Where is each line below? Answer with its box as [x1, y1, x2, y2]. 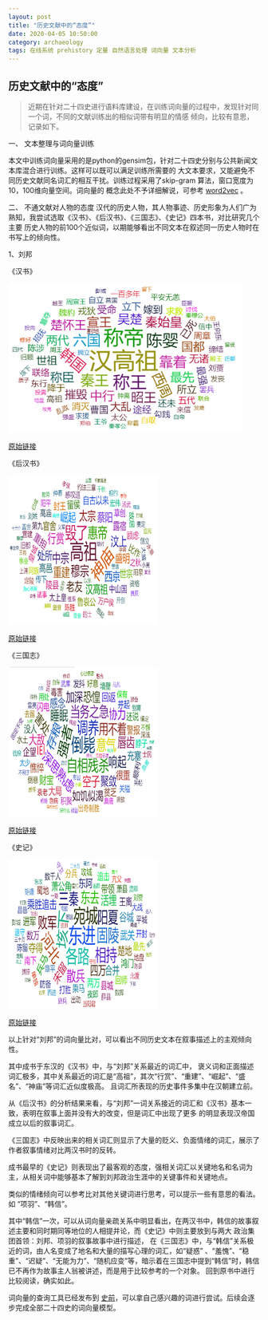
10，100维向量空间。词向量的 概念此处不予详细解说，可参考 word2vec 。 [8, 185, 248, 195]
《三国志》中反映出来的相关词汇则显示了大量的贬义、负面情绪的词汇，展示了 [8, 1135, 260, 1144]
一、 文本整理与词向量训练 [8, 138, 94, 148]
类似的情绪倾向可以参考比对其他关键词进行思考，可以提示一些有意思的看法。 [8, 1189, 260, 1199]
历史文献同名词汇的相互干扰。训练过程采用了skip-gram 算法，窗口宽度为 [14, 176, 254, 185]
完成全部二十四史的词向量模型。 [14, 1302, 120, 1312]
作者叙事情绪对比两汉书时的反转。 [8, 1145, 120, 1155]
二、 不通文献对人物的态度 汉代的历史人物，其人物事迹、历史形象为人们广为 [8, 202, 257, 211]
